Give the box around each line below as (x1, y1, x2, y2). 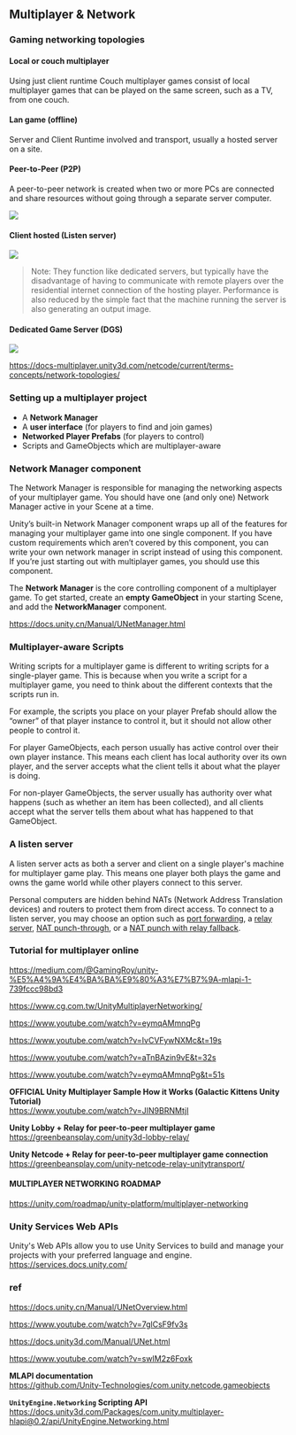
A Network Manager (21, 412, 99, 423)
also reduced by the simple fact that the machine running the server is (30, 294, 287, 305)
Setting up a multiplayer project (9, 392, 148, 404)
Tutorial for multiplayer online (9, 944, 140, 957)
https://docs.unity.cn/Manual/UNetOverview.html (9, 1301, 188, 1312)
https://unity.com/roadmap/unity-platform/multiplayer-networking (9, 1198, 249, 1209)
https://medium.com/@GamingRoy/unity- (9, 965, 159, 975)
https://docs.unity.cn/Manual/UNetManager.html (9, 618, 186, 629)
